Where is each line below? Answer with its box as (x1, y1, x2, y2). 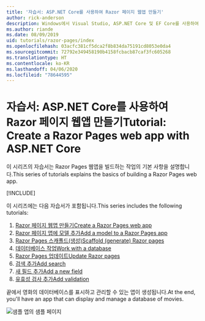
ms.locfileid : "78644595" (6, 72, 72, 78)
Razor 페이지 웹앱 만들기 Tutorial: (6, 115, 167, 130)
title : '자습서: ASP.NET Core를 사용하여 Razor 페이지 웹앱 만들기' (6, 9, 164, 15)
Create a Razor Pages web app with (6, 129, 190, 143)
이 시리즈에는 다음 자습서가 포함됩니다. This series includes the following (6, 202, 182, 209)
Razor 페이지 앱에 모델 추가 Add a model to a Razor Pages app (15, 230, 168, 237)
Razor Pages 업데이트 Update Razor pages (15, 252, 121, 260)
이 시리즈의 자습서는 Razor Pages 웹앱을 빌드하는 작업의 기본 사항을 (6, 163, 169, 171)
